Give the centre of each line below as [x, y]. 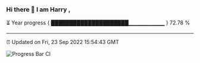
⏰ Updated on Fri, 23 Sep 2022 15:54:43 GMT [62, 42]
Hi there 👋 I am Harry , [38, 10]
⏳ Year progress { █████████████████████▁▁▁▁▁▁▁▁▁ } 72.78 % [98, 23]
